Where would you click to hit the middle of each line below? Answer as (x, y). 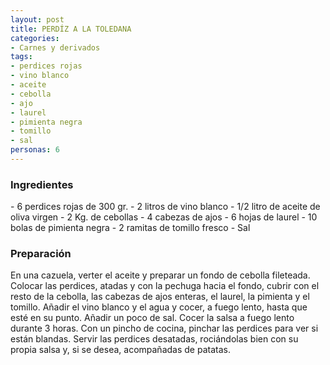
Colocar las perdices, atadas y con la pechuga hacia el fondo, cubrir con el (165, 286)
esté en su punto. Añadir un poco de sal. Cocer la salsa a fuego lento (152, 318)
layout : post (37, 19)
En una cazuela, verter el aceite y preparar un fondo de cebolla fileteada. (160, 275)
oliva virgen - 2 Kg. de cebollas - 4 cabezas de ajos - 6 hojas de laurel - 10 (164, 217)
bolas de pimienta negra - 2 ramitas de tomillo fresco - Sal (130, 228)
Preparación (41, 254)
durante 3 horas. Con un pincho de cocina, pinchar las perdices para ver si (164, 328)
